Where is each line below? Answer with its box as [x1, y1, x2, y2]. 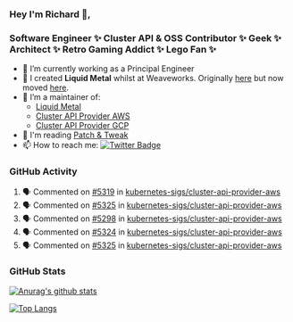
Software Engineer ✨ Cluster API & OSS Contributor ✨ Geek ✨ [9, 31, 281, 44]
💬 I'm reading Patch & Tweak [21, 129, 129, 141]
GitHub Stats [9, 265, 66, 277]
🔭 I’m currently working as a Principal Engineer [21, 63, 195, 74]
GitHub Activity [9, 165, 78, 178]
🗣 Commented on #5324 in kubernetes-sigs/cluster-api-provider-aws [21, 227, 283, 237]
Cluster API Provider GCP [35, 120, 130, 131]
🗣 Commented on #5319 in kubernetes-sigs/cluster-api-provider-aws [21, 186, 281, 197]
